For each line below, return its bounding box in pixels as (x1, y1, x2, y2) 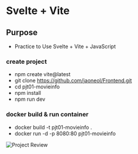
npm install (14, 90, 42, 97)
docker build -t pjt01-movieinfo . (14, 124, 92, 131)
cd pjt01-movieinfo (14, 83, 60, 90)
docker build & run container (6, 110, 89, 118)
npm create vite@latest (14, 71, 71, 78)
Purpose (6, 28, 38, 37)
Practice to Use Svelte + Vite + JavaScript (14, 43, 116, 50)
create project (6, 57, 47, 66)
